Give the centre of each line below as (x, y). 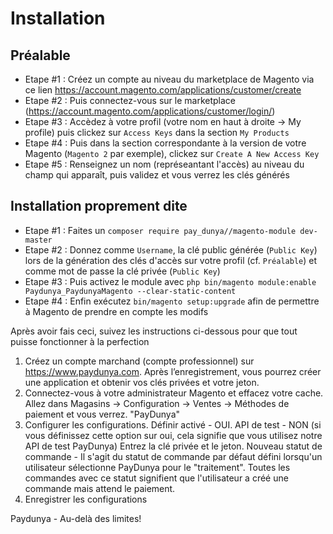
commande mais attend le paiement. (100, 488)
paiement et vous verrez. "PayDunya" (102, 414)
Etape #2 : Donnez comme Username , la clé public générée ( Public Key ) (171, 249)
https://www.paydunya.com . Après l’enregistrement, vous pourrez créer (173, 371)
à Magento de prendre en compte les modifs (116, 311)
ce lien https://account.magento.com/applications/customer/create (163, 90)
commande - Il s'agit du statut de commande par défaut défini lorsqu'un (173, 456)
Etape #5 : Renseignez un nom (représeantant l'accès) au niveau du (164, 164)
